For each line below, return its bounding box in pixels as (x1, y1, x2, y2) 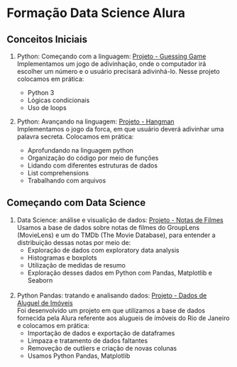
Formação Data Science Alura (6, 5, 186, 21)
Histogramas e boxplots (27, 253, 97, 262)
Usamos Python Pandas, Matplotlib (27, 351, 131, 360)
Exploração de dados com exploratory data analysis (27, 246, 180, 254)
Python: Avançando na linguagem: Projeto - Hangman (16, 117, 175, 126)
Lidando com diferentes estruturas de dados (27, 161, 158, 170)
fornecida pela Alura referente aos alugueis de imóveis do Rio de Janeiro (16, 314, 230, 322)
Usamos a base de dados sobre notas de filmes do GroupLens (16, 223, 200, 231)
